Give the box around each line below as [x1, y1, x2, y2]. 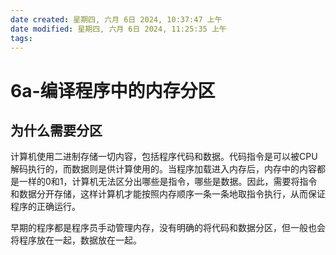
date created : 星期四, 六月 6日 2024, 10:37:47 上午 [10, 14, 223, 25]
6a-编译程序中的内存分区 [10, 79, 216, 102]
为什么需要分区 [10, 122, 103, 139]
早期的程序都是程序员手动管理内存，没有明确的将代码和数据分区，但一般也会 [10, 222, 326, 234]
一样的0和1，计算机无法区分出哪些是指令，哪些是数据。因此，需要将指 [18, 176, 309, 188]
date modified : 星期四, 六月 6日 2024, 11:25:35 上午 [10, 24, 227, 34]
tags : [10, 33, 33, 43]
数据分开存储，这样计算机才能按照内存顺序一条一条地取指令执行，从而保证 [18, 188, 326, 200]
